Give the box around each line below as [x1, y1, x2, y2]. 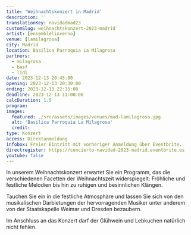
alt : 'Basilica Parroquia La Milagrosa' [11, 120, 113, 126]
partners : [6, 53, 31, 59]
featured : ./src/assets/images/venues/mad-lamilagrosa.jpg [11, 114, 161, 120]
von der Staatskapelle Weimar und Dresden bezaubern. [6, 206, 142, 213]
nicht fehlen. [6, 224, 37, 231]
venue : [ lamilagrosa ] [6, 36, 60, 42]
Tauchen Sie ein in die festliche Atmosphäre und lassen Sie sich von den [6, 193, 184, 200]
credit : [11, 125, 31, 131]
